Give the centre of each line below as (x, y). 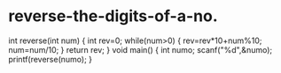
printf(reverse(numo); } (51, 59)
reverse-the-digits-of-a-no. (113, 16)
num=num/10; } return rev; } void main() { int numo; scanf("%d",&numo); (140, 49)
